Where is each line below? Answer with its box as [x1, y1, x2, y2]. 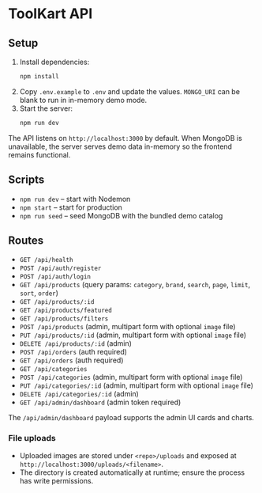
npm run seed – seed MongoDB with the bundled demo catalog [19, 210, 223, 220]
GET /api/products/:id [19, 298, 95, 306]
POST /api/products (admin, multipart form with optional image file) [19, 322, 236, 332]
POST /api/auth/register [19, 264, 102, 273]
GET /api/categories [19, 366, 88, 374]
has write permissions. [19, 476, 94, 485]
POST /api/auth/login [19, 273, 91, 281]
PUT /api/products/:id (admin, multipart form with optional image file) [19, 330, 247, 340]
